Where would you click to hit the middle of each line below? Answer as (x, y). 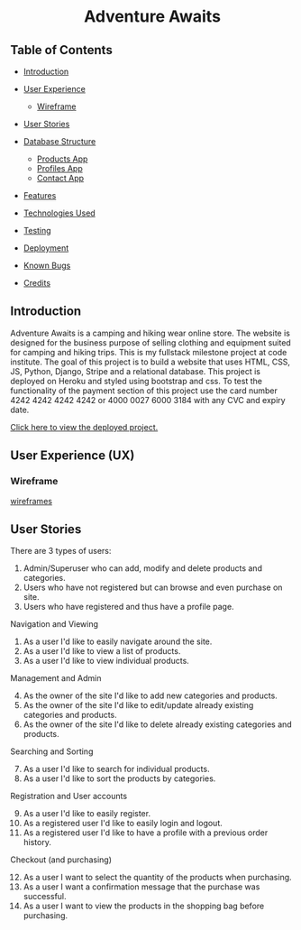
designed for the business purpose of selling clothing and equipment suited (150, 342)
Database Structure (59, 141)
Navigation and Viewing (54, 624)
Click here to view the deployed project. (84, 427)
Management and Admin (56, 678)
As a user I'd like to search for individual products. (116, 769)
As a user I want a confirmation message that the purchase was (141, 887)
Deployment (46, 248)
